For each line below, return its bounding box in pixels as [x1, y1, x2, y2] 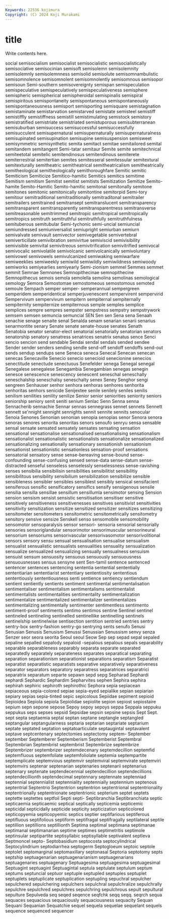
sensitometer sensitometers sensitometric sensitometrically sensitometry [5, 511, 157, 517]
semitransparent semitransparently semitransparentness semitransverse [5, 205, 156, 211]
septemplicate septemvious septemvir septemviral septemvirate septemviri [5, 758, 161, 764]
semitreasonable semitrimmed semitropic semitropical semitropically [5, 211, 148, 217]
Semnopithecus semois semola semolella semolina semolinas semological [5, 275, 160, 281]
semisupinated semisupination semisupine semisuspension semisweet [5, 135, 152, 141]
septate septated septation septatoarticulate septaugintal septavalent [5, 726, 150, 732]
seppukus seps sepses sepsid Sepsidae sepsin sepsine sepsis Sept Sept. [5, 709, 158, 716]
